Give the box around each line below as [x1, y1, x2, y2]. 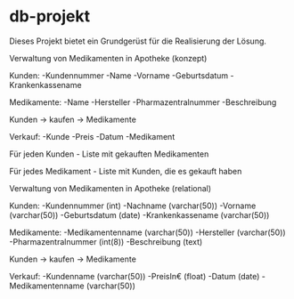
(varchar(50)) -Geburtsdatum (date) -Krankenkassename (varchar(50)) [9, 209, 270, 220]
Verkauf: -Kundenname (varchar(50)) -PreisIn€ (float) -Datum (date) [9, 271, 260, 281]
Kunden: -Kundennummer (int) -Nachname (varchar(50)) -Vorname [9, 200, 257, 211]
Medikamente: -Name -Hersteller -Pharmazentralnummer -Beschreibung [9, 96, 277, 108]
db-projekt [9, 6, 91, 27]
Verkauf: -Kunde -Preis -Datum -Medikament [9, 131, 176, 141]
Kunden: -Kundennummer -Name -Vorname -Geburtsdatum [9, 69, 229, 81]
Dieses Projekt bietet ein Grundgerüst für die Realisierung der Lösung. [9, 36, 267, 46]
